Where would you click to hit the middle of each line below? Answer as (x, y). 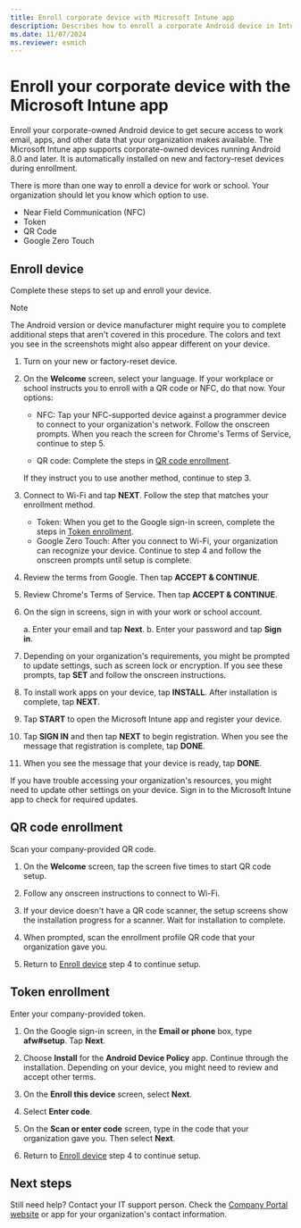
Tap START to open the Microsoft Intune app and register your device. (152, 719)
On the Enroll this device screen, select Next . (108, 1094)
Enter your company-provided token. (78, 1014)
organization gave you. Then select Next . (99, 1138)
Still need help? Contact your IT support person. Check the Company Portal (149, 1205)
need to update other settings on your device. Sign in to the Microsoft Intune (150, 790)
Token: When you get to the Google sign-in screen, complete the (155, 522)
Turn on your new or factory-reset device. (100, 361)
